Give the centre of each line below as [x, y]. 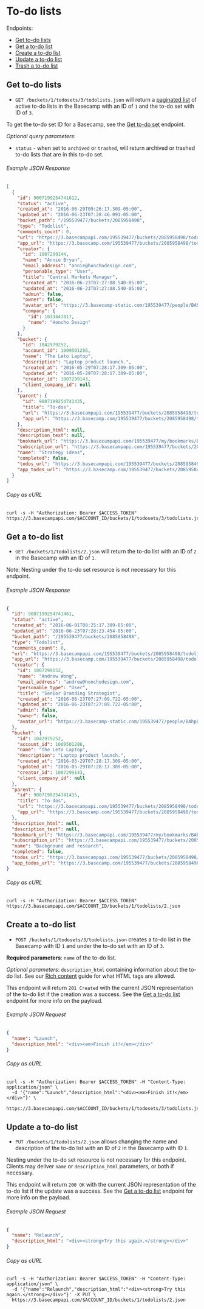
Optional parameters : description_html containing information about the [97, 969]
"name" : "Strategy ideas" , [51, 453]
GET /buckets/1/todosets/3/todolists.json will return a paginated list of [106, 99]
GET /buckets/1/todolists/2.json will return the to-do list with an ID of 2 [106, 552]
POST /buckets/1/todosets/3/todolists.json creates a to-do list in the [103, 939]
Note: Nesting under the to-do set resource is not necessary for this [91, 570]
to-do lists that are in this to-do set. [59, 154]
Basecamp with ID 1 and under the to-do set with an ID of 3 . [90, 946]
